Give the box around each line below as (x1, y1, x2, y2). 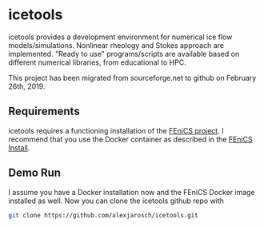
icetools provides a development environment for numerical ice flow (8, 32, 233, 42)
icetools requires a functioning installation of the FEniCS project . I (8, 125, 224, 135)
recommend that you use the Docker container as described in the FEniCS (8, 134, 254, 144)
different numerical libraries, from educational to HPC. (8, 58, 186, 67)
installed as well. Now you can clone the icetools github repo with (8, 196, 224, 205)
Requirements (8, 105, 80, 118)
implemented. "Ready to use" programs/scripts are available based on (8, 49, 240, 58)
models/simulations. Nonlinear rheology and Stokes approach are (8, 40, 224, 50)
